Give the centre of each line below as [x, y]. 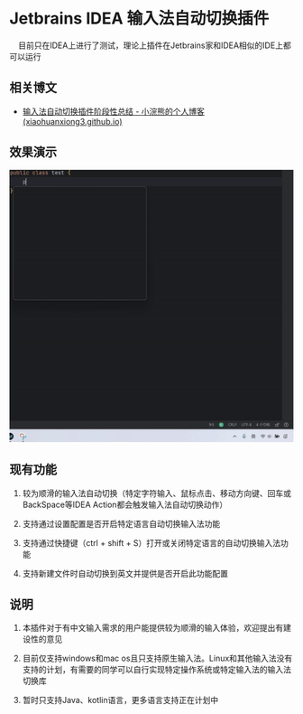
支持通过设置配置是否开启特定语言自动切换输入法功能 [121, 523]
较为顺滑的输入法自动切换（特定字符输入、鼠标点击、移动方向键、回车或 [156, 493]
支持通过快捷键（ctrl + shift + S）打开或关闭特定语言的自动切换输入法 [151, 542]
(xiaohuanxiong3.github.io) [73, 121]
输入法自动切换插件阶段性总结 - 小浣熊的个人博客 [114, 111]
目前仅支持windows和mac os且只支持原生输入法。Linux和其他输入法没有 [157, 658]
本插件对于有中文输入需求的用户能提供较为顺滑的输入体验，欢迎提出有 [153, 628]
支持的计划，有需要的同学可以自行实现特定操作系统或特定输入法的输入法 [156, 670]
